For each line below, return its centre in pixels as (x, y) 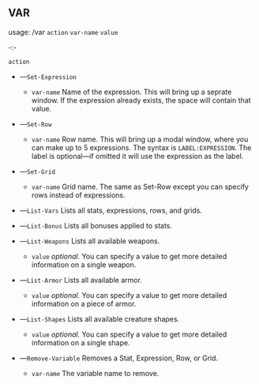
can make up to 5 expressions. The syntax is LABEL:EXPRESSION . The (141, 147)
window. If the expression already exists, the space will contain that (141, 100)
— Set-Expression (48, 76)
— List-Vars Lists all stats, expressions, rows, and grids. (111, 210)
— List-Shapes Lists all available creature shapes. (99, 318)
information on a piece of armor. (84, 303)
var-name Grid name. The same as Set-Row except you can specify (140, 186)
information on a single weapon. (84, 265)
